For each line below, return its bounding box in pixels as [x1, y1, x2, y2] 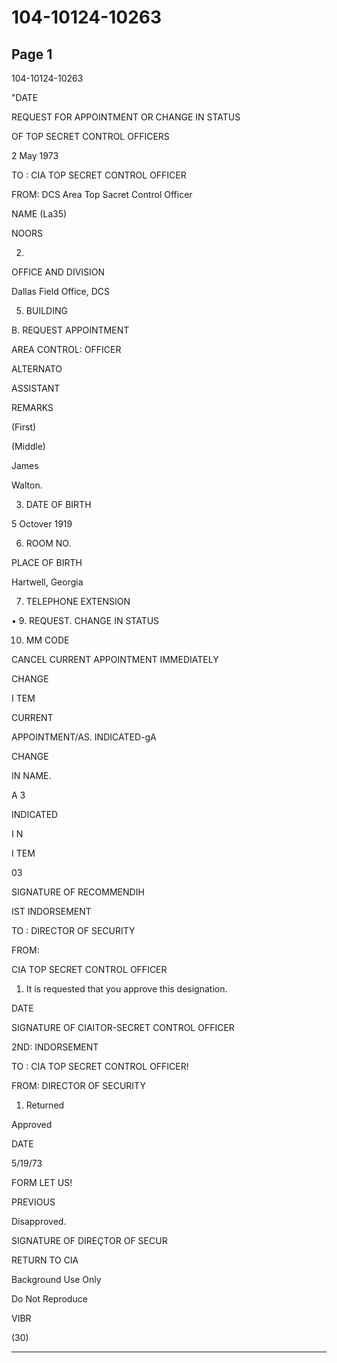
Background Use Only [11, 1274, 102, 1285]
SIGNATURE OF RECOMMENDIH [11, 886, 145, 898]
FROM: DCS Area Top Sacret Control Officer [11, 189, 193, 200]
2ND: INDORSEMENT [11, 1041, 99, 1053]
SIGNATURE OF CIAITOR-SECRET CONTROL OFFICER [11, 1022, 235, 1033]
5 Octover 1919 [11, 518, 73, 530]
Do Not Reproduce [11, 1293, 88, 1305]
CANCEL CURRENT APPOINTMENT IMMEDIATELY [11, 654, 219, 665]
